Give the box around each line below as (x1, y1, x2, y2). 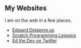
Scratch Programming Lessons (12, 32, 76, 38)
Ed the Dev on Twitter (12, 37, 57, 43)
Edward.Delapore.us (12, 27, 55, 33)
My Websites (5, 4, 47, 12)
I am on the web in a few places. (5, 17, 72, 23)
